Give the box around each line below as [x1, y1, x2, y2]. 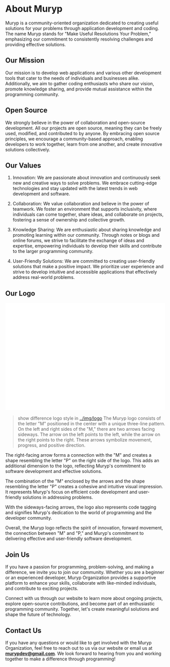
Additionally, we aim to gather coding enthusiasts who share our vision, [5, 80, 154, 86]
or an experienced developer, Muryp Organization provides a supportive [5, 575, 156, 581]
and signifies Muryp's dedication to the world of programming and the [5, 510, 152, 516]
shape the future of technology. [5, 612, 72, 618]
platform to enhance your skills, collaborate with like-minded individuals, [5, 580, 157, 586]
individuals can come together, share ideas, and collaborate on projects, [12, 211, 164, 217]
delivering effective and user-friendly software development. [5, 535, 132, 542]
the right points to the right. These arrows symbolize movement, [17, 437, 152, 443]
